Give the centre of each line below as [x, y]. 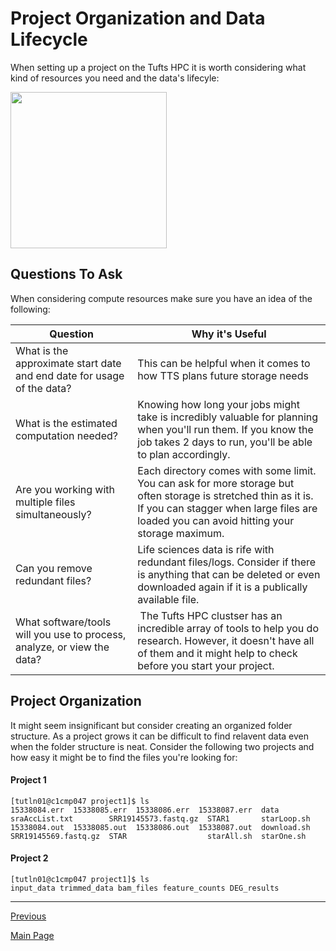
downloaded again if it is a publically [222, 587]
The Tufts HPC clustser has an [211, 615]
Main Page [32, 935]
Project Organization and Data [138, 18]
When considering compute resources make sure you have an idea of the [161, 298]
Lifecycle [49, 39]
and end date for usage [70, 375]
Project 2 [29, 858]
